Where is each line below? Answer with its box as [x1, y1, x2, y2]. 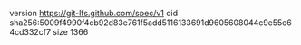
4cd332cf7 [9, 27, 52, 37]
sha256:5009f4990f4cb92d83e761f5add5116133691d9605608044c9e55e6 [9, 17, 292, 28]
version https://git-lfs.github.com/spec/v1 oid [9, 8, 179, 18]
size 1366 [53, 27, 89, 37]
